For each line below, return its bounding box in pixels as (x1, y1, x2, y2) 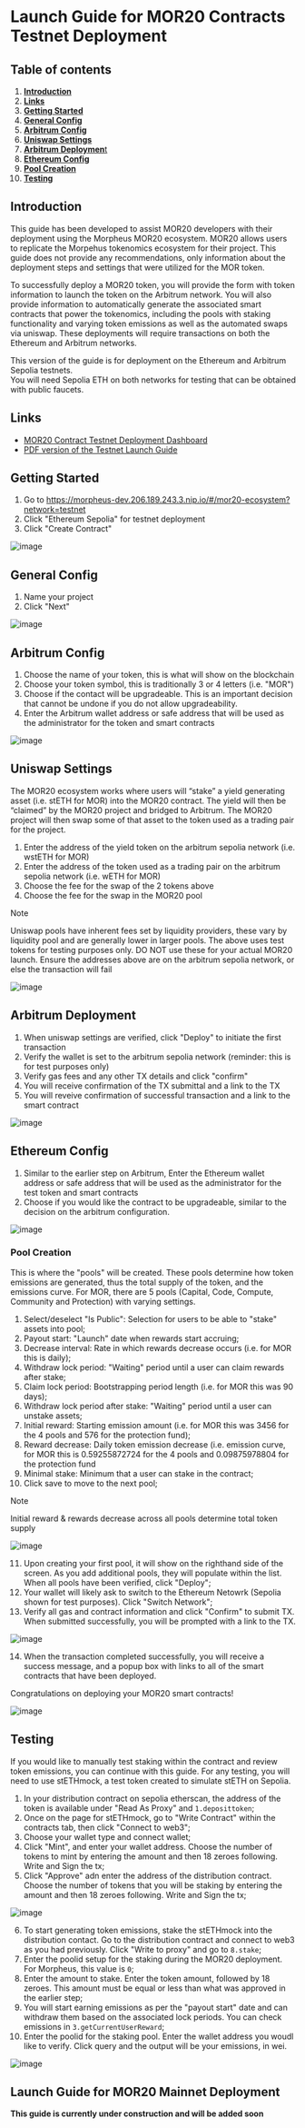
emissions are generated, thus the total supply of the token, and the (10, 1277, 264, 1288)
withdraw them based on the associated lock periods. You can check (23, 2011, 282, 2023)
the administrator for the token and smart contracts (23, 718, 215, 729)
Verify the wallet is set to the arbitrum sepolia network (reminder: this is (23, 1051, 291, 1062)
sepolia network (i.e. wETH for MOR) (23, 870, 162, 881)
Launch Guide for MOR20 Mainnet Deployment (10, 2084, 280, 2100)
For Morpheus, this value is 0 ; (23, 1963, 134, 1974)
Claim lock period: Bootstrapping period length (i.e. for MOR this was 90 (23, 1381, 294, 1392)
